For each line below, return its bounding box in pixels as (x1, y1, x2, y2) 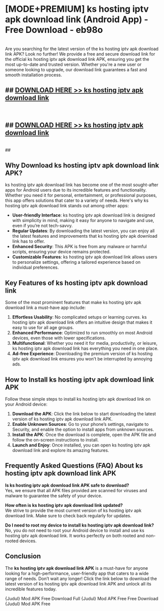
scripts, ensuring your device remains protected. (12, 249, 111, 255)
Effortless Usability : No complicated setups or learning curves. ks (12, 314, 147, 320)
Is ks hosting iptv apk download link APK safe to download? (5, 482, 129, 488)
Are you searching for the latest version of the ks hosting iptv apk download (5, 46, 159, 52)
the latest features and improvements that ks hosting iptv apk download (12, 233, 158, 239)
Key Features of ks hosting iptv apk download (5, 278, 148, 287)
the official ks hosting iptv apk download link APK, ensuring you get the (5, 56, 150, 62)
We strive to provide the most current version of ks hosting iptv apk (5, 507, 141, 513)
